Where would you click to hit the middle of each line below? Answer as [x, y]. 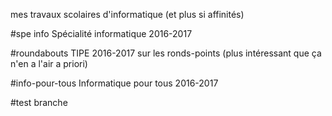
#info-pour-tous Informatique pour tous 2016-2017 [114, 83]
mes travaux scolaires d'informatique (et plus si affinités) [127, 14]
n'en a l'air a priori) [49, 63]
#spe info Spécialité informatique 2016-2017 [101, 33]
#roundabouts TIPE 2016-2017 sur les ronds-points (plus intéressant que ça [166, 53]
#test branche [39, 102]
